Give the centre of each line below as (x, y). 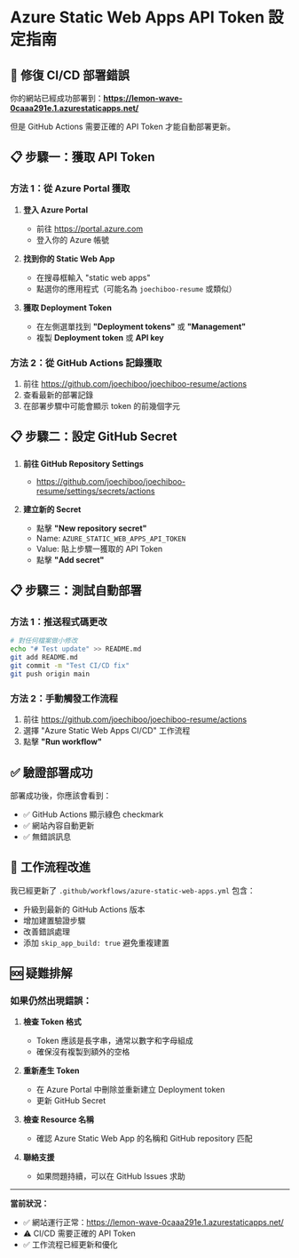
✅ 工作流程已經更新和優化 (70, 1245)
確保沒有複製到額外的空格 (83, 1052)
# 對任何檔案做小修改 (44, 641)
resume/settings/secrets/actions (95, 491)
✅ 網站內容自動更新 (59, 825)
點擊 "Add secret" (70, 559)
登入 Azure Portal (55, 210)
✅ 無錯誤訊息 (47, 837)
